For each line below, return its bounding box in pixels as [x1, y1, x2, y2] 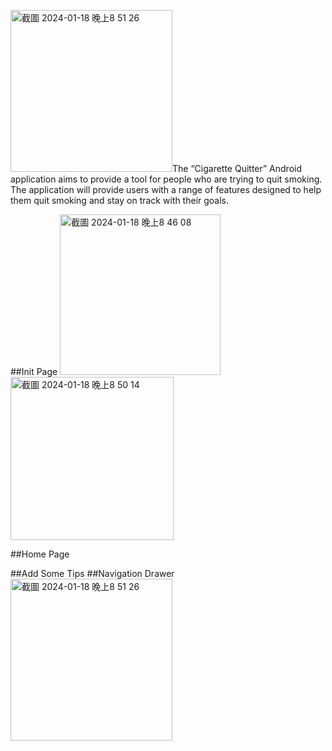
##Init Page [10, 366, 58, 377]
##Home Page [10, 548, 70, 560]
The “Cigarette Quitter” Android [172, 163, 303, 174]
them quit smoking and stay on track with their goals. [10, 195, 230, 206]
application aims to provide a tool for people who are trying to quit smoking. [10, 173, 323, 185]
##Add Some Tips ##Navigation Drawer [10, 568, 175, 579]
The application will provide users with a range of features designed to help [10, 184, 322, 195]
